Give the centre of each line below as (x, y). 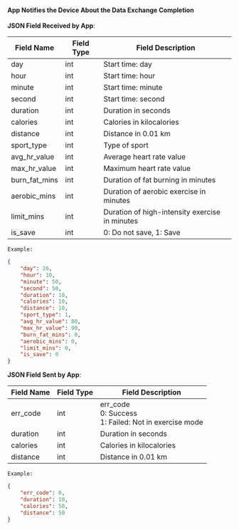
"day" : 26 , (36, 269)
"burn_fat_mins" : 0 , (51, 335)
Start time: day (128, 64)
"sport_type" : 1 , (46, 315)
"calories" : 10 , (44, 302)
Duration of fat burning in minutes (160, 180)
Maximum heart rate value (147, 169)
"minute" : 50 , (41, 281)
